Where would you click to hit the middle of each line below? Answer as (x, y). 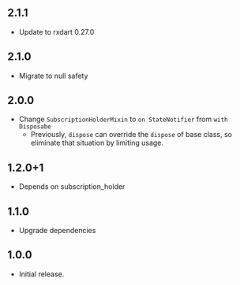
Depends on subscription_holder (72, 187)
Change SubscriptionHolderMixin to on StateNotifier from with (123, 119)
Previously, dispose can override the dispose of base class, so (131, 135)
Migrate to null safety (53, 76)
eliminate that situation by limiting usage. (97, 143)
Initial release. (41, 274)
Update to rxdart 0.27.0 (56, 31)
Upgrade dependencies (57, 231)
